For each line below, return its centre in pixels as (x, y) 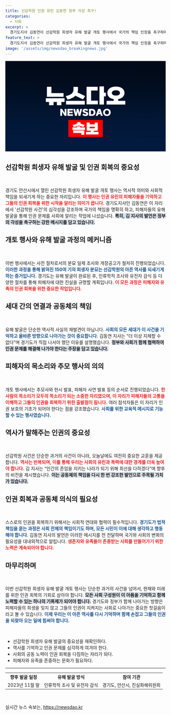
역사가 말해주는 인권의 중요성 (48, 433)
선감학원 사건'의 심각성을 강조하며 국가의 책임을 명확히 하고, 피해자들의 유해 (91, 210)
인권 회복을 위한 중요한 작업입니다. (48, 288)
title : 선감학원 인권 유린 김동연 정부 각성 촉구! (51, 11)
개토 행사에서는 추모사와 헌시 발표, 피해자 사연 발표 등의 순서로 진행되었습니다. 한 (85, 389)
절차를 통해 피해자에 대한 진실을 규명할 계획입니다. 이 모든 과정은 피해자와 (87, 282)
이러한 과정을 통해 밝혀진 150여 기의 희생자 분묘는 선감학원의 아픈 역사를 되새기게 (85, 269)
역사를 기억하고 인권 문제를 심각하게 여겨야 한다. (60, 648)
